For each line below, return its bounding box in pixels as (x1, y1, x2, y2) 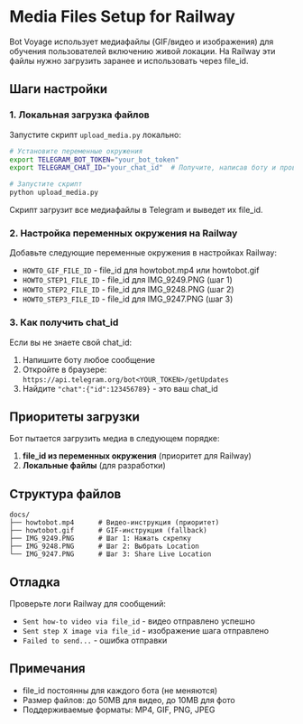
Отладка (9, 574, 60, 589)
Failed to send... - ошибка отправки (22, 635, 168, 646)
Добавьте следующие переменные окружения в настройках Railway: (9, 247, 278, 258)
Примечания (9, 661, 86, 676)
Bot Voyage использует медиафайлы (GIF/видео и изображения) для (9, 36, 274, 47)
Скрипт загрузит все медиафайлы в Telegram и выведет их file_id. (9, 205, 263, 215)
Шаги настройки (9, 81, 108, 97)
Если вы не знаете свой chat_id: (9, 337, 133, 348)
